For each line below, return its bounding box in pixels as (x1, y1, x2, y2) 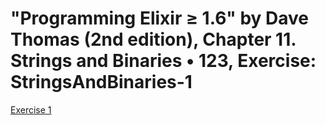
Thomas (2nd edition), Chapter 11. (10, 28, 297, 51)
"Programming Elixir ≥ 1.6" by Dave (10, 7, 310, 30)
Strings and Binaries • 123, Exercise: (10, 50, 317, 72)
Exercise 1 (10, 103, 52, 116)
